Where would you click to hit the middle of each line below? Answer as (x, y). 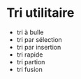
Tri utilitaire (40, 13)
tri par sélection (39, 39)
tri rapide (30, 55)
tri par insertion (39, 47)
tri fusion (30, 69)
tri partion (31, 62)
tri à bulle (30, 32)
